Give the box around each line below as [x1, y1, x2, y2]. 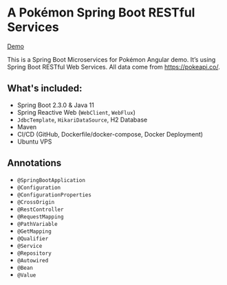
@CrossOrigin [17, 198, 55, 205]
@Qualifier [17, 235, 49, 242]
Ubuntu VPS [17, 137, 52, 146]
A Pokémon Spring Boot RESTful [7, 5, 195, 21]
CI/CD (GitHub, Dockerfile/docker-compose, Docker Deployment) [17, 130, 204, 138]
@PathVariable [17, 220, 58, 227]
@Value [17, 271, 36, 279]
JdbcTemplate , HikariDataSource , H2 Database [17, 115, 148, 124]
